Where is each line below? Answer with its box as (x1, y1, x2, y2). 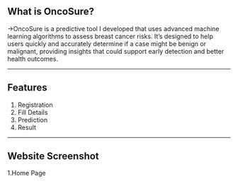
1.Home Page (7, 169, 46, 178)
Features (7, 81, 47, 94)
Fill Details (17, 108, 48, 116)
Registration (17, 100, 53, 109)
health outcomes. (7, 54, 59, 63)
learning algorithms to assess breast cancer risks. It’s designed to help (7, 32, 214, 40)
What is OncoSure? (7, 6, 94, 18)
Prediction (17, 115, 48, 124)
